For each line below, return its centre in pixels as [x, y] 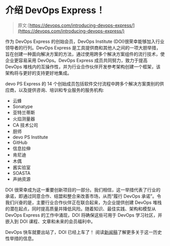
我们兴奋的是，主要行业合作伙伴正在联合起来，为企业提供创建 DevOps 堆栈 [83, 202]
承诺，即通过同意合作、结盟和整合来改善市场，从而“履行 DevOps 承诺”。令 [83, 196]
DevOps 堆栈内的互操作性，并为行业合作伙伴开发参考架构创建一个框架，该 [83, 67]
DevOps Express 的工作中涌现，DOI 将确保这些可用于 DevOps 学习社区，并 [84, 215]
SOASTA [22, 173]
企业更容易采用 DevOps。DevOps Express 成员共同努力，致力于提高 [76, 60]
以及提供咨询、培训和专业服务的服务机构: [61, 90]
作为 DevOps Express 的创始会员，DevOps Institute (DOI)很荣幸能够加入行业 [85, 41]
